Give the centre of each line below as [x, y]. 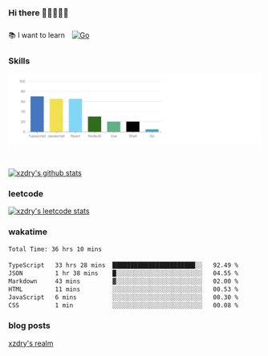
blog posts [29, 326]
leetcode [26, 193]
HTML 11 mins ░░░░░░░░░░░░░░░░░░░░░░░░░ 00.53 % [124, 289]
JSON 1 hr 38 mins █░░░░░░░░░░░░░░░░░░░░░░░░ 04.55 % [124, 273]
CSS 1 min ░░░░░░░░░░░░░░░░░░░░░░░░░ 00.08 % [124, 305]
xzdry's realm [31, 343]
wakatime [28, 232]
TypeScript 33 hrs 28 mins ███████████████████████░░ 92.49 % [124, 265]
